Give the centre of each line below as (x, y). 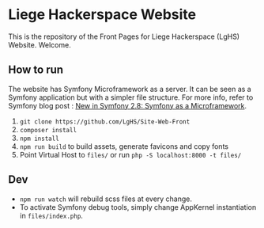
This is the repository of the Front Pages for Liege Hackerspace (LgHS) (124, 36)
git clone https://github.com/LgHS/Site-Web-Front (105, 122)
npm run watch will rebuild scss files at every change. (106, 199)
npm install (39, 139)
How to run (36, 70)
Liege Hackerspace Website (102, 15)
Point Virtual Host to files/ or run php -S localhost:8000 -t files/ (130, 154)
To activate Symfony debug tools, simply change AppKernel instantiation (138, 207)
